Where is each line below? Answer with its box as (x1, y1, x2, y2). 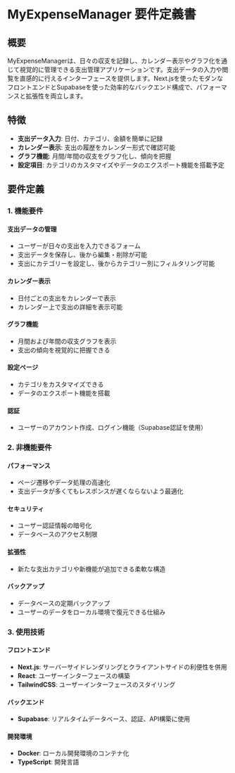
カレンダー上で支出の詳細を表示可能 (17, 302, 123, 311)
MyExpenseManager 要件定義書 (7, 6, 197, 23)
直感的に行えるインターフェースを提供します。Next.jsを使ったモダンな (19, 75, 224, 82)
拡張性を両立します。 (25, 92, 87, 100)
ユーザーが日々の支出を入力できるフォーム (17, 242, 141, 250)
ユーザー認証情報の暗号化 (17, 521, 92, 530)
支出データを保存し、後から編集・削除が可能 (17, 250, 148, 259)
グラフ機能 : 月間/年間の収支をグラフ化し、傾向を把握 (17, 152, 172, 160)
